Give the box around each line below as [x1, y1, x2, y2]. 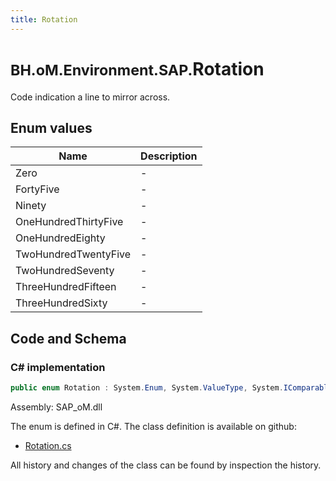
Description [140, 149, 198, 163]
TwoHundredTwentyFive [15, 247, 132, 261]
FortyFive [15, 182, 60, 196]
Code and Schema [10, 330, 127, 347]
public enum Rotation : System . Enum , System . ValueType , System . [10, 383, 284, 393]
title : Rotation [10, 14, 78, 25]
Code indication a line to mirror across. [10, 91, 171, 103]
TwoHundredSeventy [15, 264, 115, 278]
